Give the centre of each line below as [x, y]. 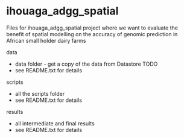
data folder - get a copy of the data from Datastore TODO [86, 64]
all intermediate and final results [55, 123]
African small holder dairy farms [46, 40]
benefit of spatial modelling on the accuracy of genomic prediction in [92, 34]
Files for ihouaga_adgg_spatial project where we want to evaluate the [92, 28]
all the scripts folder [40, 93]
